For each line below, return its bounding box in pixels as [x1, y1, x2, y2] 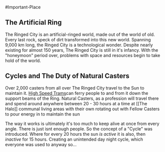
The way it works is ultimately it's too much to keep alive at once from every [5, 121, 160, 126]
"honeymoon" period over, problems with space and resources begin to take [5, 52, 161, 58]
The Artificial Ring [5, 18, 62, 27]
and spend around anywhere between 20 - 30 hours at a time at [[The [5, 100, 148, 106]
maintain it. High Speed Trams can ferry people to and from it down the [5, 90, 149, 96]
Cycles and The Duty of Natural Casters [5, 72, 130, 80]
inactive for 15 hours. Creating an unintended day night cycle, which [5, 136, 143, 142]
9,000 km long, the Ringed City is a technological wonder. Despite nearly [5, 42, 153, 48]
